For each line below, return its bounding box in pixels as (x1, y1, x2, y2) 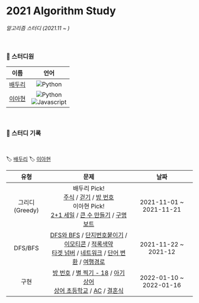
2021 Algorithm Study (6, 4, 117, 18)
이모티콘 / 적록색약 (64, 240, 114, 248)
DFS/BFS (14, 244, 40, 252)
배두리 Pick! (73, 184, 105, 192)
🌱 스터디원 (6, 52, 34, 60)
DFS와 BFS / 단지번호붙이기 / (50, 231, 127, 239)
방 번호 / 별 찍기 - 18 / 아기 (52, 269, 126, 277)
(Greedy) (14, 206, 40, 214)
